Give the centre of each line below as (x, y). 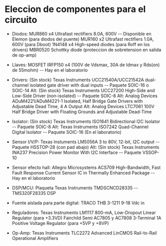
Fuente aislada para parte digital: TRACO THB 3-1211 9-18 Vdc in (78, 203)
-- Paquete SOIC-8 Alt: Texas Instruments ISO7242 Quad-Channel (80, 127)
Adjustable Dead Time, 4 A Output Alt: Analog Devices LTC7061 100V (83, 106)
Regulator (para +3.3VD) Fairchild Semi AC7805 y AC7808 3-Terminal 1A (86, 218)
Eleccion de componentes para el (75, 9)
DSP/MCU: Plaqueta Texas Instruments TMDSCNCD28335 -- (75, 188)
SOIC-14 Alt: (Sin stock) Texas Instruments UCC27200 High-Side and (83, 90)
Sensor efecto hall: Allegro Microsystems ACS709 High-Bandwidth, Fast (86, 167)
